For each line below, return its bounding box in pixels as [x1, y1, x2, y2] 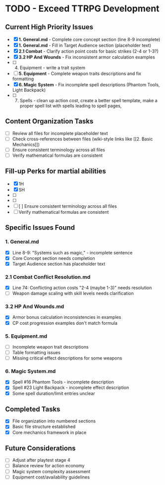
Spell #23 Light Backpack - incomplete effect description [12, 385, 129, 391]
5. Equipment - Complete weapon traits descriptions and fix [18, 70, 141, 76]
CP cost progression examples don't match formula [12, 320, 118, 326]
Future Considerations [5, 444, 76, 452]
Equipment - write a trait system [19, 65, 86, 70]
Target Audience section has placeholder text [12, 261, 106, 267]
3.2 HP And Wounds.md [5, 303, 64, 310]
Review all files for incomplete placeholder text [12, 130, 108, 136]
